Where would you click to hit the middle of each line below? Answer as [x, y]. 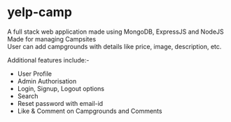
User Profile [35, 74]
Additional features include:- [48, 60]
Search [28, 96]
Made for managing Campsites [52, 39]
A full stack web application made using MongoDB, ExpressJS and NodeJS [115, 32]
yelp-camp [40, 12]
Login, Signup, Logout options [61, 88]
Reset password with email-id [60, 103]
